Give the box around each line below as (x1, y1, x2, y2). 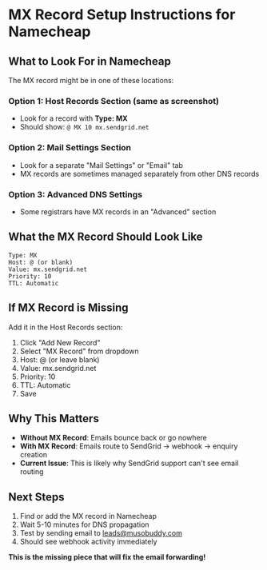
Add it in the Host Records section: (8, 322, 123, 332)
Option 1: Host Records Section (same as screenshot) (8, 95, 220, 106)
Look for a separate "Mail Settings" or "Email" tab (19, 160, 184, 169)
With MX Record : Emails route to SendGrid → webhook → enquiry (19, 441, 238, 451)
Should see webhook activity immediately (19, 537, 157, 547)
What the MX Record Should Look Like (8, 230, 203, 244)
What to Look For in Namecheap (8, 54, 172, 68)
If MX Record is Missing (8, 301, 130, 315)
